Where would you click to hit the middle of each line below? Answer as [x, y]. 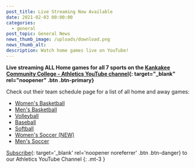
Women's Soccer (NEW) [45, 135]
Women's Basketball [40, 103]
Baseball [25, 122]
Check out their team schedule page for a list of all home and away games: [98, 91]
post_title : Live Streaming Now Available [59, 12]
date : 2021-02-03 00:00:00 [40, 17]
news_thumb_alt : [26, 45]
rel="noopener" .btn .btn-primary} [50, 80]
